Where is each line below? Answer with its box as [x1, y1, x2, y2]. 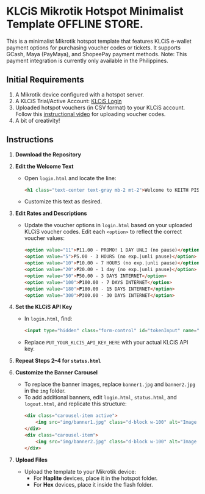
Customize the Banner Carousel [15, 369, 98, 376]
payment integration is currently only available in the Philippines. [6, 57, 169, 64]
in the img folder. [24, 387, 66, 394]
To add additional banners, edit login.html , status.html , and [24, 394, 177, 401]
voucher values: [24, 234, 65, 242]
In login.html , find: [24, 315, 73, 322]
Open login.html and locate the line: [24, 174, 117, 181]
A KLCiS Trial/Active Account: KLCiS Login [15, 97, 122, 104]
